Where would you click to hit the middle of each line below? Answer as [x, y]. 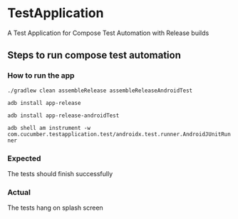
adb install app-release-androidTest [63, 116]
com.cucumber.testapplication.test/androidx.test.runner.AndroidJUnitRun [119, 134]
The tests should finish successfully [60, 173]
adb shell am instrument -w [49, 128]
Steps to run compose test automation [94, 55]
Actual [19, 192]
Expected [24, 158]
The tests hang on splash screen [55, 208]
